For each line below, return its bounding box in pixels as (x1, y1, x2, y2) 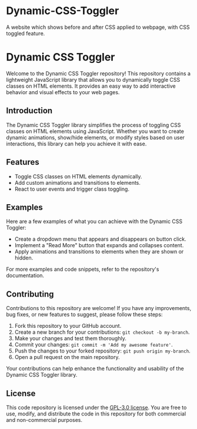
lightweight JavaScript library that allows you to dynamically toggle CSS (6, 76, 181, 83)
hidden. (14, 254, 34, 261)
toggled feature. (6, 29, 45, 36)
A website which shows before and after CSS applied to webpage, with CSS (6, 24, 190, 31)
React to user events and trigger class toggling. (14, 185, 129, 192)
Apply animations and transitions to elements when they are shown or (14, 248, 184, 255)
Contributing (6, 289, 54, 299)
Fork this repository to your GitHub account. (14, 322, 122, 330)
